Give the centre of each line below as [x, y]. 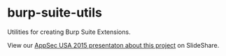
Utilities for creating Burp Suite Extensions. [69, 32]
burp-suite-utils [55, 13]
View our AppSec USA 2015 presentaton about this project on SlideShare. [113, 45]
